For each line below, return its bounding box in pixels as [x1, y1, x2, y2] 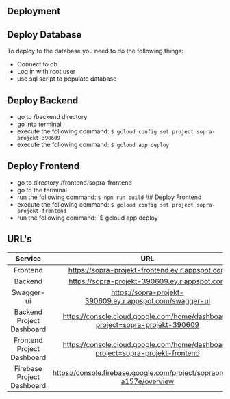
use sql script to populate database [16, 75, 117, 83]
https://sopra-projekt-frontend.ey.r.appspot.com [68, 265, 227, 274]
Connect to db [16, 60, 58, 68]
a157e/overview [120, 376, 175, 386]
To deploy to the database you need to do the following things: [7, 47, 183, 55]
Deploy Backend [7, 94, 79, 106]
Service [15, 253, 42, 263]
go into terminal [16, 120, 62, 129]
